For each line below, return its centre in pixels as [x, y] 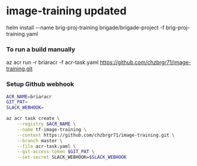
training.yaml [22, 33]
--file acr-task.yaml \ [47, 146]
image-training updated [67, 11]
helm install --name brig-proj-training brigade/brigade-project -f [85, 27]
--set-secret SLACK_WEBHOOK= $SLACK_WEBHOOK [72, 157]
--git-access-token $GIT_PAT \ [56, 152]
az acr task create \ [33, 119]
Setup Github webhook [40, 84]
